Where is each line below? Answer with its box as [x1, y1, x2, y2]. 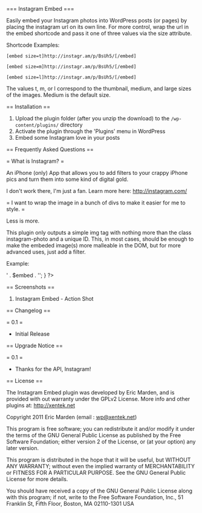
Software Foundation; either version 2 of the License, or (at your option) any [6, 438, 196, 445]
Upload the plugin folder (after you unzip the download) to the [15, 115, 170, 122]
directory [60, 121, 83, 128]
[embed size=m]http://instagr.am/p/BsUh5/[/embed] [6, 64, 137, 70]
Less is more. [6, 217, 40, 224]
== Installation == [6, 103, 51, 110]
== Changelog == [6, 307, 51, 314]
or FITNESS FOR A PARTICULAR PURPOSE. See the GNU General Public [6, 469, 186, 476]
